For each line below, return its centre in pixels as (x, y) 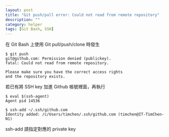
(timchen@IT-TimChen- (141, 114)
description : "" (23, 19)
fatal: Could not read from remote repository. (57, 63)
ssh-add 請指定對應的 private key (41, 129)
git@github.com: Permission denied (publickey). (58, 59)
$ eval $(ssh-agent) (27, 96)
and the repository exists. (35, 77)
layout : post (19, 10)
